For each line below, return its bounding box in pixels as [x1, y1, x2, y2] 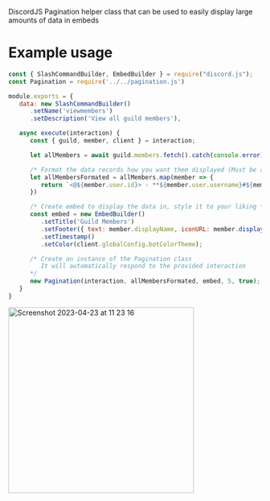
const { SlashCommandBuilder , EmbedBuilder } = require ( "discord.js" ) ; [8, 70, 253, 78]
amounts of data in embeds [8, 15, 99, 25]
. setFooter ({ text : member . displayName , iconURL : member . [40, 225, 239, 233]
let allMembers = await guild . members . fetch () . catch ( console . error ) [29, 151, 264, 159]
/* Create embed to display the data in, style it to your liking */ [29, 203, 268, 211]
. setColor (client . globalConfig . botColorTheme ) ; [40, 240, 203, 248]
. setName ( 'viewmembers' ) [29, 107, 113, 115]
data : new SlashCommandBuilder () [18, 100, 131, 108]
